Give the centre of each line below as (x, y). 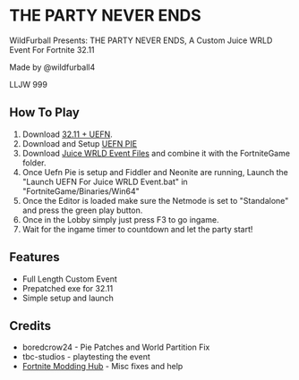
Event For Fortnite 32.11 (52, 49)
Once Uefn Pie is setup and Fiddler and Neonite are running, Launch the (155, 172)
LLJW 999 (28, 84)
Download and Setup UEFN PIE (79, 143)
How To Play (45, 113)
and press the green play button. (82, 210)
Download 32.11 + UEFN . (68, 134)
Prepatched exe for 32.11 (68, 288)
